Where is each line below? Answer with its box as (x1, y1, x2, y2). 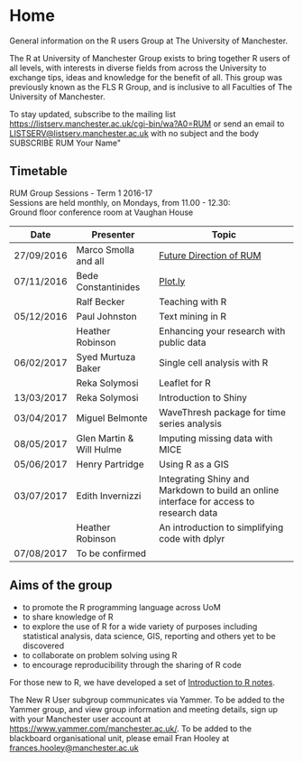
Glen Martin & (76, 432, 134, 444)
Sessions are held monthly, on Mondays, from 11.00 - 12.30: (9, 197, 231, 208)
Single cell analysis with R (159, 356, 269, 368)
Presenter (91, 228, 135, 240)
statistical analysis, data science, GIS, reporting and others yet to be (22, 630, 277, 641)
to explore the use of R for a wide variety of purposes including (22, 620, 258, 632)
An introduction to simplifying (159, 521, 284, 534)
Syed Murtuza (76, 350, 136, 363)
